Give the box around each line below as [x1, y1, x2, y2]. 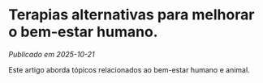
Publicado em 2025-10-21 [8, 49, 95, 59]
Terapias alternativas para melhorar [8, 6, 255, 24]
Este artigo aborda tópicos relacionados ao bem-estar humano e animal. [8, 64, 250, 74]
